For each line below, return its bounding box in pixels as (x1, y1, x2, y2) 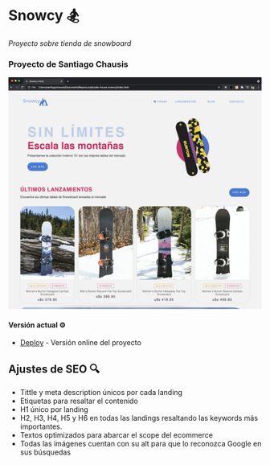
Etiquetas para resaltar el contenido (19, 396, 138, 405)
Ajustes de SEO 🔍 (8, 362, 100, 376)
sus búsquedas (19, 447, 71, 457)
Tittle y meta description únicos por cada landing (19, 387, 183, 397)
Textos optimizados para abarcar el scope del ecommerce (19, 430, 213, 439)
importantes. (19, 422, 63, 431)
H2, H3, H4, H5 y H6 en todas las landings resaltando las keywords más (19, 413, 259, 422)
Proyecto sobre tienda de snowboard (8, 38, 132, 48)
